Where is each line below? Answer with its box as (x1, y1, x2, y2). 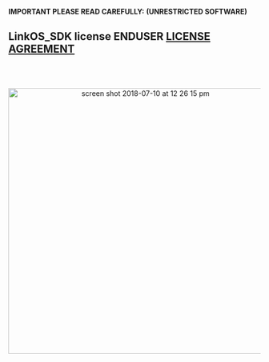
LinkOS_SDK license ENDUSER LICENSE (8, 30, 211, 43)
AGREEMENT (8, 42, 75, 56)
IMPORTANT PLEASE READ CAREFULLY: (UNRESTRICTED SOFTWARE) (8, 7, 247, 16)
